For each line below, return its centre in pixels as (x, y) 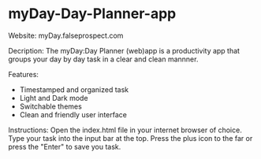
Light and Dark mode (54, 98)
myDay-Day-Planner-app (92, 14)
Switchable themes (51, 106)
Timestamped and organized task (74, 89)
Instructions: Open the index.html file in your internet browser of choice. (125, 130)
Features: (24, 74)
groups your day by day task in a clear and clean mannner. (103, 59)
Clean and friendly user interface (73, 114)
